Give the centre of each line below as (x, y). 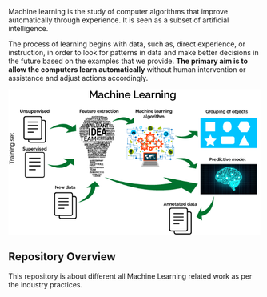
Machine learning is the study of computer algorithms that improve (118, 12)
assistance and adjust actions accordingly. (78, 78)
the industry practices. (45, 284)
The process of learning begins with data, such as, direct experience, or (127, 44)
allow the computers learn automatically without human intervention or (127, 70)
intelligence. (28, 28)
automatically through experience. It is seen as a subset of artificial (119, 20)
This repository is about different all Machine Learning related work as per (130, 276)
